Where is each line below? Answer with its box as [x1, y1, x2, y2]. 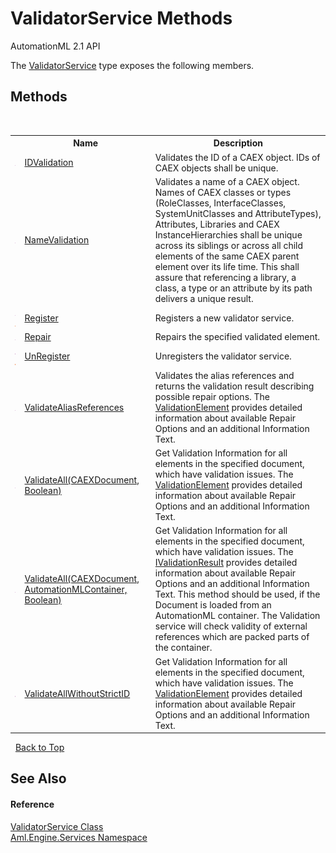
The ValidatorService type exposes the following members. [10, 59, 255, 71]
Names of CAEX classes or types [154, 186, 292, 198]
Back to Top [14, 742, 65, 753]
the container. [154, 642, 213, 654]
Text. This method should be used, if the [154, 588, 321, 601]
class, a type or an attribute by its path [154, 282, 313, 294]
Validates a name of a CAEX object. [154, 175, 300, 187]
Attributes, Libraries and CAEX [154, 218, 280, 230]
